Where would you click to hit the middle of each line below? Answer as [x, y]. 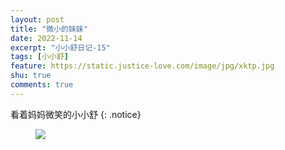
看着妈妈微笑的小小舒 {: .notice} [76, 114]
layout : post [37, 19]
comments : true [42, 85]
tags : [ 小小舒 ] [40, 57]
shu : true [31, 76]
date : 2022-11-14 [46, 38]
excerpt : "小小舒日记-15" [60, 47]
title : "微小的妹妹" [49, 29]
